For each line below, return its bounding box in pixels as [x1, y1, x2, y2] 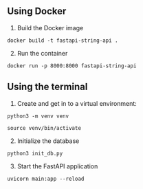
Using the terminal [7, 81, 88, 93]
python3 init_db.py [7, 150, 63, 157]
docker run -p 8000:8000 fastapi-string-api [7, 62, 137, 69]
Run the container [16, 49, 68, 57]
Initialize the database [16, 137, 80, 145]
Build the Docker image [16, 23, 84, 32]
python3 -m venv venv [7, 113, 69, 120]
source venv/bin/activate [7, 124, 81, 131]
